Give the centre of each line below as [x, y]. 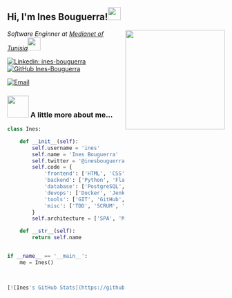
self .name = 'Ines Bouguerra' [75, 154]
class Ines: [24, 129]
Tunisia [18, 48]
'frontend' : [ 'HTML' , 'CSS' [85, 174]
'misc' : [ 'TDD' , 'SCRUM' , [81, 206]
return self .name [57, 238]
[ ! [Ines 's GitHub [32, 288]
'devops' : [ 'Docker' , [75, 193]
